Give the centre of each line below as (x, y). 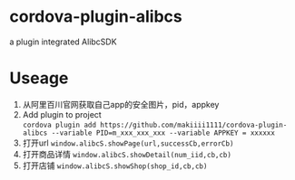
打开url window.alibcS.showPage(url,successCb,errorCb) (128, 143)
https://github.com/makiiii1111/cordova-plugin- (193, 125)
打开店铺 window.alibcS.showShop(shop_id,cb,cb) (115, 166)
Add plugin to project (62, 114)
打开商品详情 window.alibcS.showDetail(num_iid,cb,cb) (127, 154)
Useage (39, 78)
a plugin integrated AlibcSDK (63, 42)
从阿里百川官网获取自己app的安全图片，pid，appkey (121, 104)
